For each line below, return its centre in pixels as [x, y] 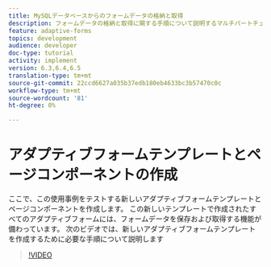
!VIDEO [40, 255]
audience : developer [43, 46]
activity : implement [43, 61]
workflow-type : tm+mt [45, 90]
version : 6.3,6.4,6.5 [45, 68]
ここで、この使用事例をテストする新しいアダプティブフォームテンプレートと [135, 199]
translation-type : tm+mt [50, 76]
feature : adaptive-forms [50, 31]
